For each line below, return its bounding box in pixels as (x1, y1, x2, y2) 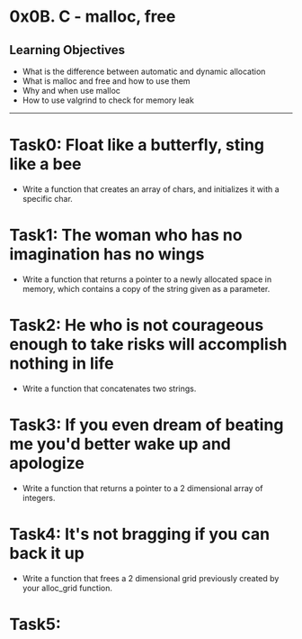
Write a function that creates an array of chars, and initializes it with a (22, 183, 280, 195)
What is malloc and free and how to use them (22, 76, 191, 87)
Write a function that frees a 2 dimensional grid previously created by (22, 572, 280, 583)
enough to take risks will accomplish (9, 334, 288, 355)
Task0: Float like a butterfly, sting (9, 135, 265, 155)
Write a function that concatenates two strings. (22, 383, 197, 394)
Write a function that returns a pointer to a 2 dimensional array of (22, 482, 263, 493)
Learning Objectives (9, 42, 126, 58)
